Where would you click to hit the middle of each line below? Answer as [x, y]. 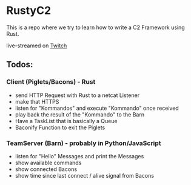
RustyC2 [29, 11]
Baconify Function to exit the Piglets [60, 127]
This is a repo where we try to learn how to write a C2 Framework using [95, 27]
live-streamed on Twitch [37, 45]
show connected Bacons [46, 169]
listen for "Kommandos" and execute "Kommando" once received [97, 108]
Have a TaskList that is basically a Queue [66, 121]
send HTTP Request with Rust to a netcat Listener [77, 95]
